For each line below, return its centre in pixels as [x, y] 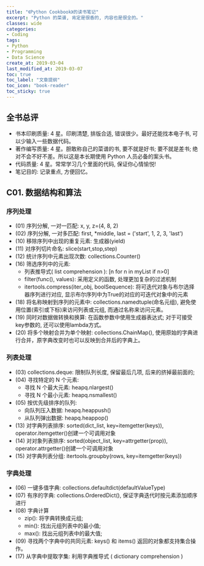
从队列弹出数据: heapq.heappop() [66, 418]
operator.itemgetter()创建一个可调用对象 [65, 433]
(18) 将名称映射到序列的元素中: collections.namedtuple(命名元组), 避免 [103, 302]
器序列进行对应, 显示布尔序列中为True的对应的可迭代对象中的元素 [106, 295]
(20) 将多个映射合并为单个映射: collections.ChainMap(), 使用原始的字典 [104, 332]
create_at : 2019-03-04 [35, 63]
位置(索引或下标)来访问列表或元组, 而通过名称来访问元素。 [93, 310]
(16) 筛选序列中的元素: [43, 264]
